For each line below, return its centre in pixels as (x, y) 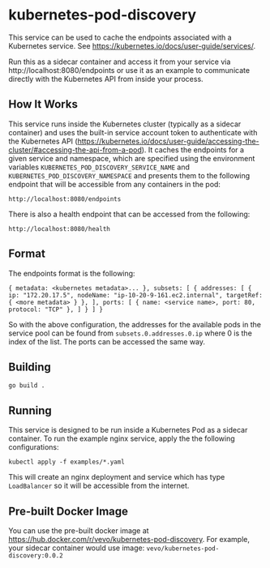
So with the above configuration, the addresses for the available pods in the (135, 324)
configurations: (34, 447)
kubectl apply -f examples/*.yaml (67, 462)
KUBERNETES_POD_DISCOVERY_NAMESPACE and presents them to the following (129, 175)
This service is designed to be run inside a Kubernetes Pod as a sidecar (128, 430)
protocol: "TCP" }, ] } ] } (56, 310)
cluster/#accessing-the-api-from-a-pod (75, 149)
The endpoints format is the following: (72, 273)
